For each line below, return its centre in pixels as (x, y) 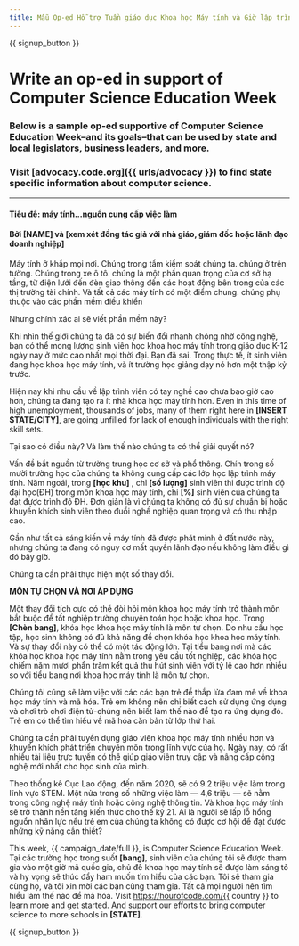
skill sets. (26, 429)
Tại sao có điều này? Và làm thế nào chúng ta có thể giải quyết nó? (132, 446)
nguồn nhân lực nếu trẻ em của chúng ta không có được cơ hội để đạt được (148, 821)
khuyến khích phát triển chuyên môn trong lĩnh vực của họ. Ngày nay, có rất (149, 747)
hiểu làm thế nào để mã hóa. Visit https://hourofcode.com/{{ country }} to (144, 895)
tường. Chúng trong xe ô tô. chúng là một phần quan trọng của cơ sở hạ (141, 273)
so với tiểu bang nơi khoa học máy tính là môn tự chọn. (109, 675)
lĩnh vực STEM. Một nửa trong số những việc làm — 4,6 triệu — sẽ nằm (140, 793)
